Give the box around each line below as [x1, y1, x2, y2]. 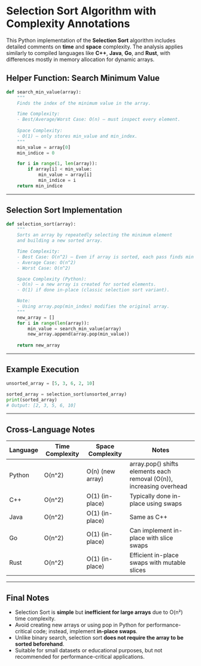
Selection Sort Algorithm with [6, 4, 157, 18]
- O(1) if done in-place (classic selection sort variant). [17, 287, 170, 293]
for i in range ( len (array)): [17, 320, 90, 326]
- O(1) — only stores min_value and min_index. [17, 133, 138, 139]
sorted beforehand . [14, 640, 65, 647]
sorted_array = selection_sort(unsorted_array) [6, 391, 127, 397]
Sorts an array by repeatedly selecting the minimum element [17, 232, 172, 238]
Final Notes [6, 592, 50, 603]
